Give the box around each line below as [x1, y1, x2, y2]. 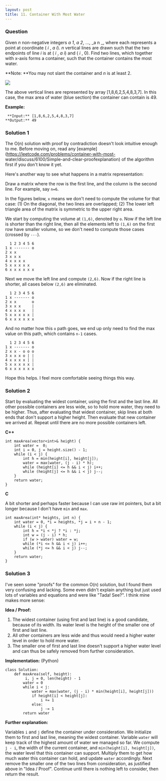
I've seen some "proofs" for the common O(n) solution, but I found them [5, 581, 152, 587]
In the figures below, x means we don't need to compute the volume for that [5, 196, 160, 202]
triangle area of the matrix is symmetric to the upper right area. [5, 206, 134, 212]
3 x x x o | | [5, 353, 35, 358]
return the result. [5, 771, 40, 777]
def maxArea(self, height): [14, 671, 72, 676]
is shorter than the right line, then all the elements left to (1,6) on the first [5, 221, 155, 227]
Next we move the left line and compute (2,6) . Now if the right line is [5, 276, 146, 282]
